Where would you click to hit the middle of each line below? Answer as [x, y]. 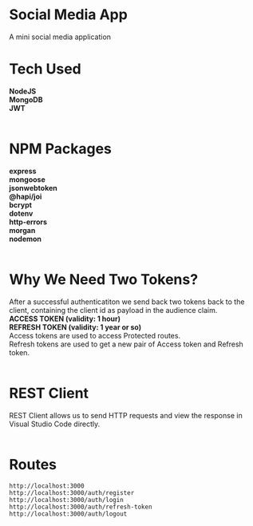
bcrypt [21, 204]
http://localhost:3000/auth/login [67, 500]
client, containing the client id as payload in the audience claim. [113, 310]
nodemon [26, 239]
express [23, 171]
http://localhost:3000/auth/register [72, 492]
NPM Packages [61, 149]
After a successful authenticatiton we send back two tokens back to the [127, 302]
